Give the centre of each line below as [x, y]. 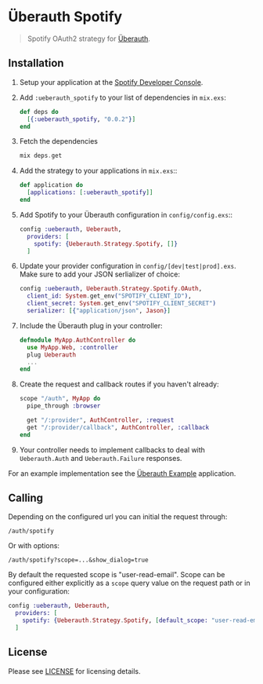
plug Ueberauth [52, 355]
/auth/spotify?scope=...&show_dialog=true [78, 560]
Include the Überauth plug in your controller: [91, 325]
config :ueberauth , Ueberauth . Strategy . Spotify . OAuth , [111, 289]
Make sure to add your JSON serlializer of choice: [100, 274]
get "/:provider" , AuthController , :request [101, 420]
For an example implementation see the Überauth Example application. [122, 473]
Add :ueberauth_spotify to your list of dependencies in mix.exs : [123, 97]
